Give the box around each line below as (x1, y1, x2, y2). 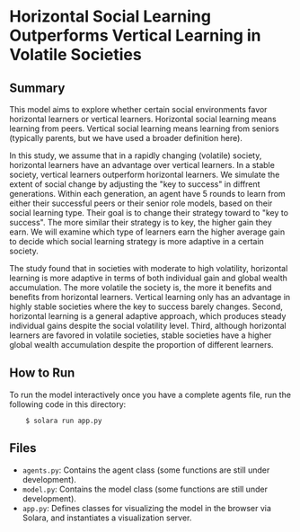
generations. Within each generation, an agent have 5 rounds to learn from (9, 189, 286, 199)
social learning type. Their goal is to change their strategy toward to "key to (9, 208, 289, 217)
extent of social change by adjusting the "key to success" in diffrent (9, 179, 260, 190)
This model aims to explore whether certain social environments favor (9, 104, 268, 114)
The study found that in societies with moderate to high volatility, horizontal (9, 263, 288, 273)
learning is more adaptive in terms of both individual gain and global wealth (9, 272, 287, 283)
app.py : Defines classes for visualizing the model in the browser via (22, 502, 272, 513)
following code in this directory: (9, 398, 127, 410)
